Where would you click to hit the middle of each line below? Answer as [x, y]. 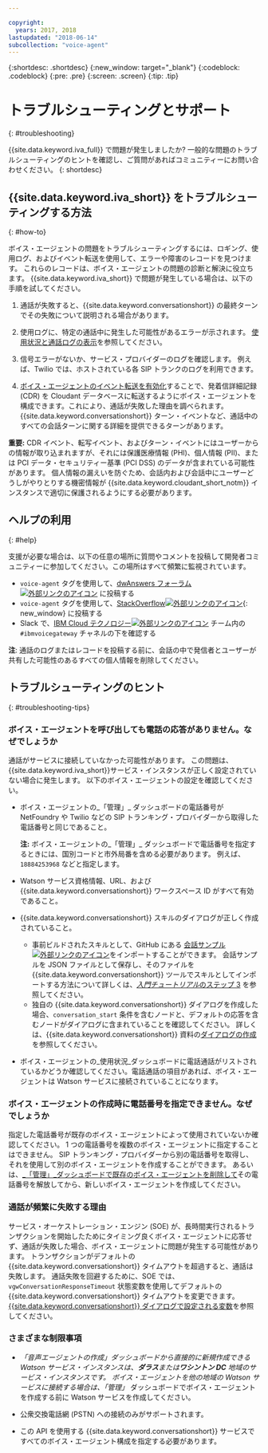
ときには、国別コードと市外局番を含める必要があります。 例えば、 [136, 853]
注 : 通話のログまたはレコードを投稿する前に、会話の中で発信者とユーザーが [132, 650]
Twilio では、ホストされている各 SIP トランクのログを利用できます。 [146, 369]
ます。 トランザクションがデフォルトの [72, 1256]
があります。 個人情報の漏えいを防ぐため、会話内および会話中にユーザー [128, 473]
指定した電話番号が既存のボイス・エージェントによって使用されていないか [130, 1135]
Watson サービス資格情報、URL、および [85, 880]
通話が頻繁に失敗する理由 [57, 1207]
